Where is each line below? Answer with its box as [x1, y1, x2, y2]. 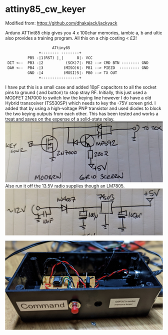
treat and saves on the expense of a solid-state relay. [5, 116, 115, 122]
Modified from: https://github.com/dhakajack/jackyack [5, 20, 117, 26]
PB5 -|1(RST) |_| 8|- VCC [27, 55, 93, 60]
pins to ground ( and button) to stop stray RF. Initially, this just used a [5, 89, 147, 95]
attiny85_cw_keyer [5, 3, 86, 15]
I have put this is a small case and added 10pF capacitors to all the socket [5, 84, 156, 90]
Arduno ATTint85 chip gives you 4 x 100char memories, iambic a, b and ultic [5, 29, 162, 35]
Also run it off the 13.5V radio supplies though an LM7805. [5, 183, 125, 189]
